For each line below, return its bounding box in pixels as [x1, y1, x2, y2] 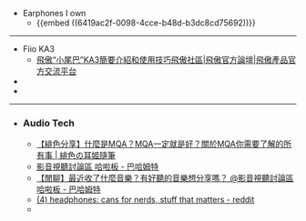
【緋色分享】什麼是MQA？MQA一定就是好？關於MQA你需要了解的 [36, 138, 284, 149]
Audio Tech [22, 116, 76, 129]
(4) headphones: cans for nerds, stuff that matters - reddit [36, 195, 255, 206]
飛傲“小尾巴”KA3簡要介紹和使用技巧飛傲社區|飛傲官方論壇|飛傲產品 [36, 55, 289, 65]
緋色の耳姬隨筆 [59, 150, 117, 161]
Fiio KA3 [22, 44, 55, 54]
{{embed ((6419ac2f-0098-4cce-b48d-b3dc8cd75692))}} [36, 17, 257, 28]
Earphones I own [22, 8, 87, 18]
